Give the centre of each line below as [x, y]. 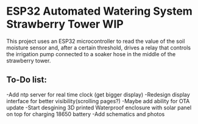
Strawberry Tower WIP [65, 24]
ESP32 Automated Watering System [100, 11]
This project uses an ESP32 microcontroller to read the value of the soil [96, 41]
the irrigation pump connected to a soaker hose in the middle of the [91, 54]
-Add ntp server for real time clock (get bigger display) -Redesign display [98, 94]
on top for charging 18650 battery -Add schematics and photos [86, 114]
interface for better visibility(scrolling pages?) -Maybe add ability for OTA [98, 101]
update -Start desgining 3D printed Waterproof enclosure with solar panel [99, 108]
